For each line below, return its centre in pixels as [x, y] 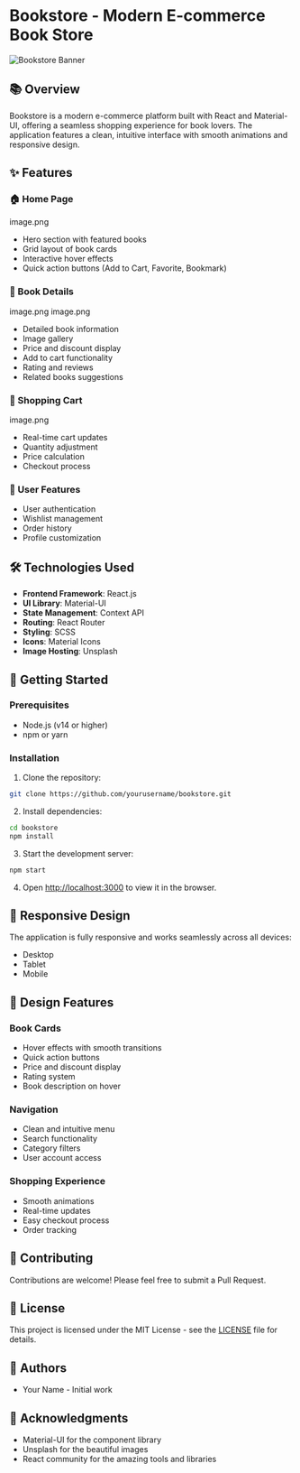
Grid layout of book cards [69, 249]
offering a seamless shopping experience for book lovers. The [137, 125]
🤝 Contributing [51, 1259]
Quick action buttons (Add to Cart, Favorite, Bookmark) [124, 268]
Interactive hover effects [68, 259]
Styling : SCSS [49, 632]
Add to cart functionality [68, 357]
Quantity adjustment [60, 447]
